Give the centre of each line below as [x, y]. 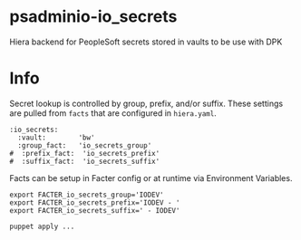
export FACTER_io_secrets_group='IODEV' [87, 195]
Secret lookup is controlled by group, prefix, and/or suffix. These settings [146, 103]
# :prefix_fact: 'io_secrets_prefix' [85, 153]
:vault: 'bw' [56, 138]
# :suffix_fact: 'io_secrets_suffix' [85, 161]
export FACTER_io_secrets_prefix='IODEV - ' [95, 202]
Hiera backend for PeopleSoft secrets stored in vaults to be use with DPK [146, 42]
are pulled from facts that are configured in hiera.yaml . [113, 113]
